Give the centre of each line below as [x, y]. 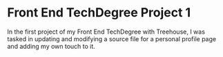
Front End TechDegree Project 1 [99, 13]
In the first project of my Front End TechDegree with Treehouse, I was [106, 32]
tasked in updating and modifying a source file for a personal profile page [111, 38]
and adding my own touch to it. [51, 46]
